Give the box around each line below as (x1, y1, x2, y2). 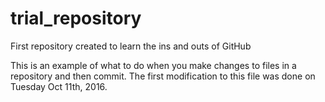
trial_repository (10, 7, 142, 30)
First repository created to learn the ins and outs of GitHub (10, 40, 252, 52)
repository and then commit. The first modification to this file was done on (10, 70, 316, 82)
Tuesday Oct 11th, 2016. (10, 80, 108, 92)
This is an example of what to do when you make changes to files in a (10, 59, 297, 71)
